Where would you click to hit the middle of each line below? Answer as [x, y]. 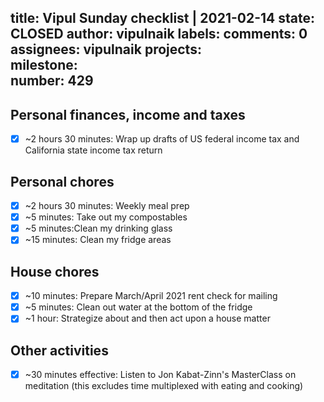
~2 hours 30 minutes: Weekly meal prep [107, 206]
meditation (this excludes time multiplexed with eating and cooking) [164, 386]
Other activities [59, 350]
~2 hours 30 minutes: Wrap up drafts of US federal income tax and [162, 139]
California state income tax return [93, 150]
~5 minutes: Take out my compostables [106, 217]
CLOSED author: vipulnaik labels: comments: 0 [159, 34]
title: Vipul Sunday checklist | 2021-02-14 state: [162, 18]
